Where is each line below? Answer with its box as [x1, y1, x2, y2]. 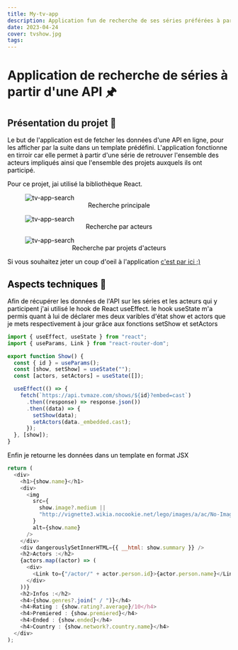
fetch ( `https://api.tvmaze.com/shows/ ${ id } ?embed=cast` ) [20, 392, 192, 399]
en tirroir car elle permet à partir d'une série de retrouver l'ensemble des [7, 151, 220, 160]
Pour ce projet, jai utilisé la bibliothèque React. [7, 180, 143, 188]
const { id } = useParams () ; [13, 359, 100, 367]
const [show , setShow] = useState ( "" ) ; [13, 366, 132, 373]
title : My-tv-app [7, 10, 59, 18]
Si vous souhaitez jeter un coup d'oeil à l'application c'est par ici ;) [7, 257, 200, 266]
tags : [7, 37, 23, 44]
